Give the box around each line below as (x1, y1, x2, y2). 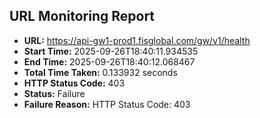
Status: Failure (23, 87, 86, 99)
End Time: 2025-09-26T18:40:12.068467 (23, 55, 196, 68)
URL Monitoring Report (9, 8, 156, 25)
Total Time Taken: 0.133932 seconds (23, 66, 178, 78)
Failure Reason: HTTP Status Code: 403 (23, 98, 191, 110)
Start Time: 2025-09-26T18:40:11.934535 (23, 45, 199, 57)
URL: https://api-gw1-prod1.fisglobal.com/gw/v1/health (23, 34, 251, 46)
